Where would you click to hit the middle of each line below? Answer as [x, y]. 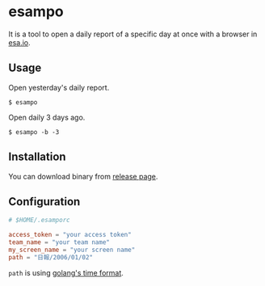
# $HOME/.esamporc [39, 221]
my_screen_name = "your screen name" [72, 250]
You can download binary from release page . [83, 176]
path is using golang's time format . [66, 272]
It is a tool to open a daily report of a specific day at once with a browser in [133, 34]
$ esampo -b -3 [34, 132]
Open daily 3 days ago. [47, 117]
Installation [37, 157]
